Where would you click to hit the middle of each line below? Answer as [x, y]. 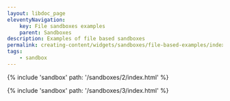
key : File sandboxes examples [63, 26]
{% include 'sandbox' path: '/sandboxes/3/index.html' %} [88, 90]
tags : [15, 52]
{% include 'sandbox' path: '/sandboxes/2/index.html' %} [88, 77]
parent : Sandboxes [46, 32]
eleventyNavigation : [37, 20]
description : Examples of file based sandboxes [76, 39]
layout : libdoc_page [37, 13]
